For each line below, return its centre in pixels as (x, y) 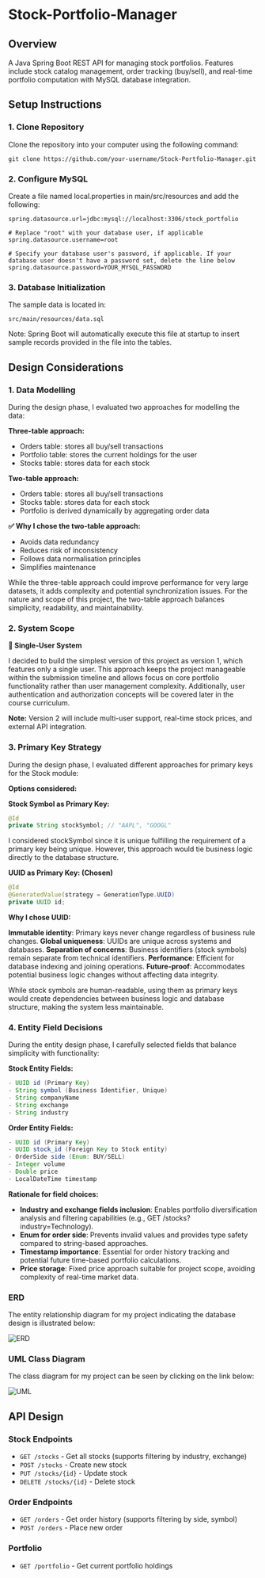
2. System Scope (42, 628)
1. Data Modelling (42, 390)
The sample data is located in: (57, 305)
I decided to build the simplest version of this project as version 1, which (126, 661)
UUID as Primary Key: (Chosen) (61, 873)
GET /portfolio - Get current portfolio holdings (96, 1565)
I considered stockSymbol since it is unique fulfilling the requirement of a (127, 841)
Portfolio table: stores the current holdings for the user (108, 454)
